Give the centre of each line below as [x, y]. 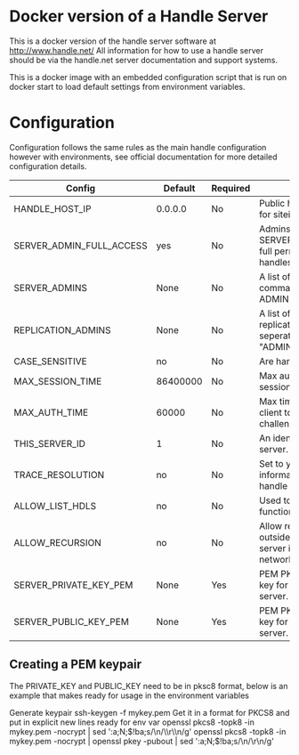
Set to [271, 463]
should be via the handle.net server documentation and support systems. [144, 60]
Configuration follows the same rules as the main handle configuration [138, 147]
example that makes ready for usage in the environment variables [129, 695]
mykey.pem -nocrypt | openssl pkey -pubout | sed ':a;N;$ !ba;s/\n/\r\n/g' [141, 741]
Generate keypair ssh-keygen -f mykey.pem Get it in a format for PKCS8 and [149, 712]
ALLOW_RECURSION [58, 542]
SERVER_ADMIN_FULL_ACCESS [81, 245]
